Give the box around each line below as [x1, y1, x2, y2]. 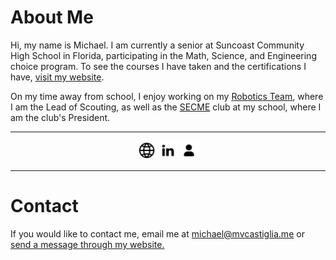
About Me [10, 6, 94, 29]
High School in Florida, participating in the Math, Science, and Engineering [10, 49, 317, 61]
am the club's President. [10, 111, 111, 123]
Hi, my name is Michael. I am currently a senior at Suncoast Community [10, 39, 305, 51]
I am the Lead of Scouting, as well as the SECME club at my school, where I [10, 101, 322, 113]
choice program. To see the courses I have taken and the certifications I [10, 60, 307, 72]
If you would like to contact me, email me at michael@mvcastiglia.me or [10, 227, 305, 240]
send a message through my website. [10, 238, 165, 250]
